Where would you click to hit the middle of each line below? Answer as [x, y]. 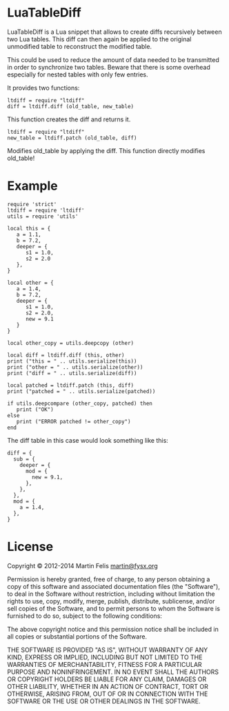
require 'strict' [32, 204]
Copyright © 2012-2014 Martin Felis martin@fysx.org [82, 565]
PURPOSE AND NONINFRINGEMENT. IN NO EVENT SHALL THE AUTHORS [113, 672]
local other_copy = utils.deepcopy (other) [71, 343]
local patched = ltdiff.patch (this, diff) [71, 385]
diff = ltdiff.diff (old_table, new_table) [71, 106]
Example [32, 186]
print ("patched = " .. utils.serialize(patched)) [81, 391]
